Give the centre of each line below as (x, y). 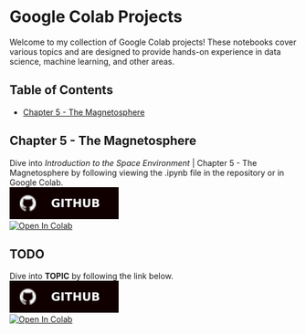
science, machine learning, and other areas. (92, 61)
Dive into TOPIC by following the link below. (91, 277)
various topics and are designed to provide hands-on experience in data (145, 51)
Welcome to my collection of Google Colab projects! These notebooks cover (153, 42)
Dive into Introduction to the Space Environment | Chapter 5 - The (133, 162)
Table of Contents (62, 90)
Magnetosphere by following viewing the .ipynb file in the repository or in (147, 172)
